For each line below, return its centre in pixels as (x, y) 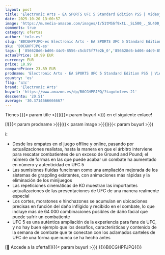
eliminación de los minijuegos (42, 180)
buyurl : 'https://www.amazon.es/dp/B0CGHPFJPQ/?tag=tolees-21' (71, 92)
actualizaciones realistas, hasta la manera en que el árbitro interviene (82, 149)
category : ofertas (24, 32)
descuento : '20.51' (25, 96)
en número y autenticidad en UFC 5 (48, 165)
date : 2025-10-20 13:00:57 (33, 19)
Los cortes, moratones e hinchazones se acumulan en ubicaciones (80, 201)
